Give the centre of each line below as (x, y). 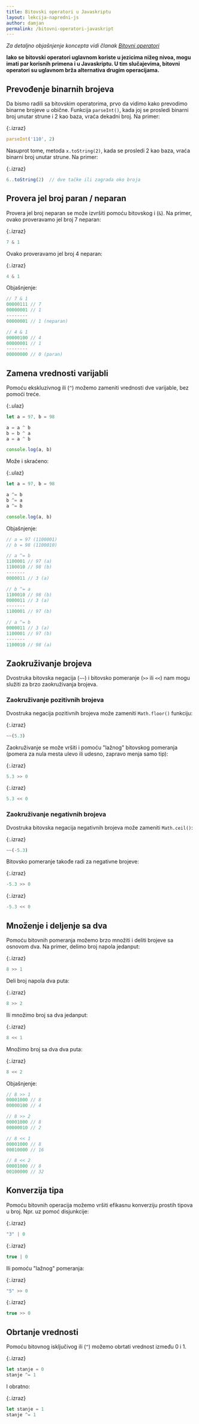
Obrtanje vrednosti (43, 1332)
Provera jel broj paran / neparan (66, 198)
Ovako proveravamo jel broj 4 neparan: (55, 253)
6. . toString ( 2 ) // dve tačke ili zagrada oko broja (73, 179)
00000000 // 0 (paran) (34, 355)
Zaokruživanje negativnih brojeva (56, 815)
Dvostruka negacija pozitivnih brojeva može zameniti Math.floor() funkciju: (99, 713)
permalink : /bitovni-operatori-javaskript (60, 29)
